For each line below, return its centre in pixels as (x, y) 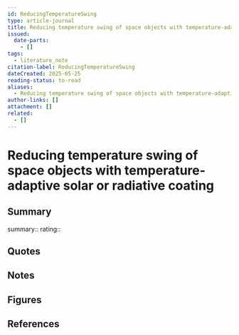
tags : (15, 54)
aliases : (20, 87)
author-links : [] (33, 100)
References (33, 324)
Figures (25, 300)
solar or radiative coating (139, 185)
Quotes (24, 251)
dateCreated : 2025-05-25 (44, 73)
